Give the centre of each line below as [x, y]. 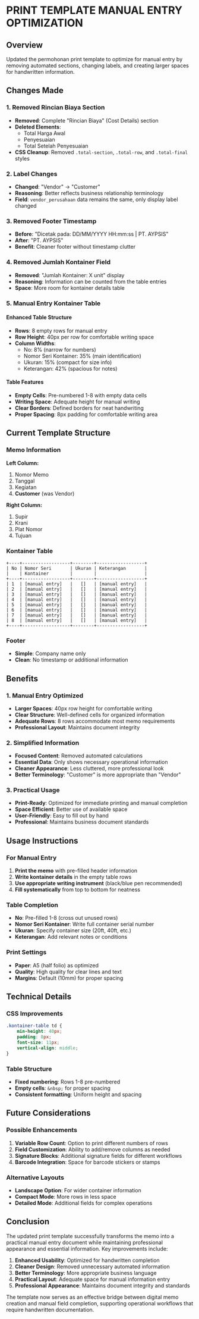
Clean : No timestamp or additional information [72, 660]
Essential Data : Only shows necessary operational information [91, 762]
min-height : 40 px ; [40, 1032]
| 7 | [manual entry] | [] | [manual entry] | [77, 615]
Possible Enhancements [42, 1130]
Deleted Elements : [38, 127]
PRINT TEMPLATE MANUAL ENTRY [94, 10]
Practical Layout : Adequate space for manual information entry [92, 1279]
